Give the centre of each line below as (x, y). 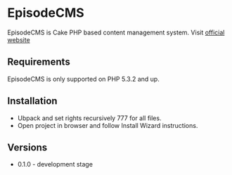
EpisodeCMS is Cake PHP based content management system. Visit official (116, 32)
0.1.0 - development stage (55, 164)
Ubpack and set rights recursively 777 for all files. (89, 118)
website (19, 39)
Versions (27, 147)
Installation (32, 101)
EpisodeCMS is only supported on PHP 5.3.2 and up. (83, 79)
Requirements (39, 62)
